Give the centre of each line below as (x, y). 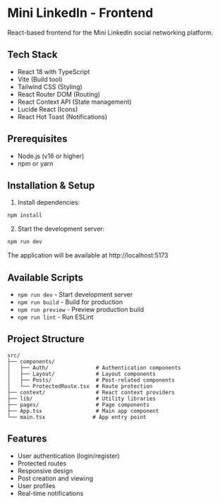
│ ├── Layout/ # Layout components (82, 374)
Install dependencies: (49, 202)
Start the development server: (61, 229)
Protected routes (42, 463)
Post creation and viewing (55, 478)
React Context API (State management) (74, 102)
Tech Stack (32, 55)
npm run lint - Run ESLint (55, 317)
